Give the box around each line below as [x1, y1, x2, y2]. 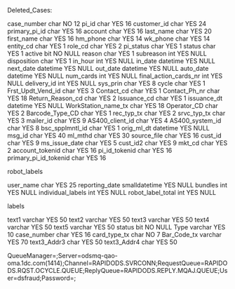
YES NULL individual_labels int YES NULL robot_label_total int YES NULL [7, 189, 216, 196]
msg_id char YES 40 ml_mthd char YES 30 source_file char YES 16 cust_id [7, 131, 222, 140]
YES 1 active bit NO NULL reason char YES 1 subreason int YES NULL [7, 49, 207, 58]
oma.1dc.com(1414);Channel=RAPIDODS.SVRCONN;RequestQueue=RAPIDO [7, 259, 228, 267]
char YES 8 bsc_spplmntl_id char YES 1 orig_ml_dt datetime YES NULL [7, 124, 210, 132]
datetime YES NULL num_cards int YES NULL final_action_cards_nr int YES [7, 72, 223, 80]
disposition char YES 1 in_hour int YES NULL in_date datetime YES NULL [7, 57, 215, 65]
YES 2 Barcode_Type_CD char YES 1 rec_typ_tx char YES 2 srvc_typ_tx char [7, 109, 226, 117]
